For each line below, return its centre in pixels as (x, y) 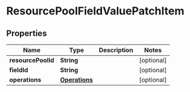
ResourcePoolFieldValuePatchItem (95, 11)
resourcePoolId (32, 60)
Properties (27, 33)
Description (116, 50)
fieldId (19, 70)
